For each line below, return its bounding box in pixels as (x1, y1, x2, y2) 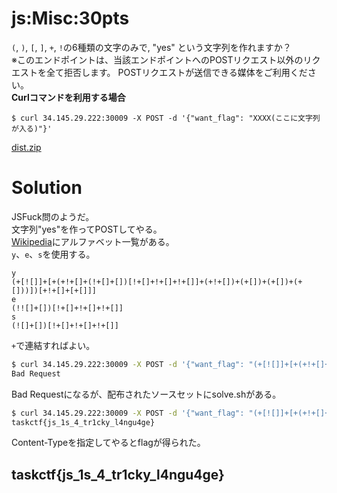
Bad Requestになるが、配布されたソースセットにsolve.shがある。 (11, 388, 282, 400)
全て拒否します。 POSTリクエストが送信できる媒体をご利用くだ (45, 66, 308, 78)
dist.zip (11, 141, 42, 153)
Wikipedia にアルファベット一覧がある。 (11, 235, 175, 247)
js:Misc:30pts (11, 7, 130, 30)
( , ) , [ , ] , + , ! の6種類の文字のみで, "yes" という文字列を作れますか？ (11, 41, 292, 53)
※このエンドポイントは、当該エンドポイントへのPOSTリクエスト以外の (11, 53, 304, 66)
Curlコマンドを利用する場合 (11, 91, 126, 103)
